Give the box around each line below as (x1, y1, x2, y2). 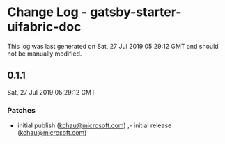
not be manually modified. (7, 49, 82, 58)
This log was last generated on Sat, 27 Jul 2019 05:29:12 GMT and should (7, 42, 219, 50)
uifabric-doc (7, 19, 82, 35)
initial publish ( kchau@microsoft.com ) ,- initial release (17, 121, 172, 129)
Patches (7, 105, 36, 115)
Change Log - (7, 4, 88, 20)
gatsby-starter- (89, 4, 182, 20)
